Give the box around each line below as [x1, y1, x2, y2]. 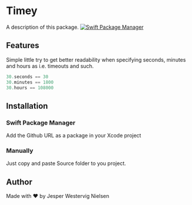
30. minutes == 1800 [6, 79, 54, 85]
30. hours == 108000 [6, 85, 54, 90]
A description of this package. [6, 23, 79, 31]
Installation [6, 101, 48, 111]
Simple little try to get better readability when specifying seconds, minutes [6, 56, 186, 63]
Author [6, 177, 32, 187]
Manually [6, 146, 33, 154]
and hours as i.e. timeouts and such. [6, 62, 94, 69]
